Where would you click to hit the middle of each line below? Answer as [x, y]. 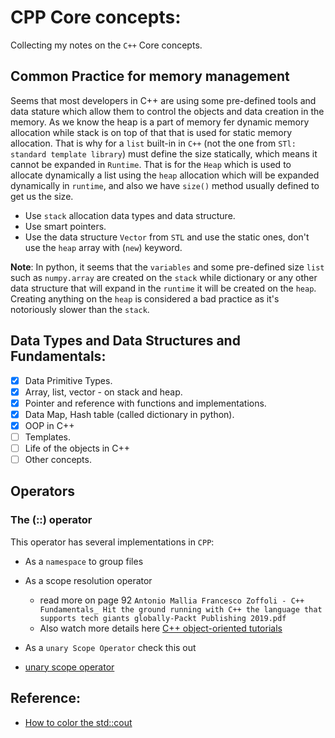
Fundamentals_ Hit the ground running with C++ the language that [181, 609]
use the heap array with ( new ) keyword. [103, 247]
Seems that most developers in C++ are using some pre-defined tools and [163, 100]
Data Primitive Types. [68, 380]
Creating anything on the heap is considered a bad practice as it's [145, 298]
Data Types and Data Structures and [125, 341]
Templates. [48, 437]
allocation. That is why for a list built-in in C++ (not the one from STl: [153, 143]
